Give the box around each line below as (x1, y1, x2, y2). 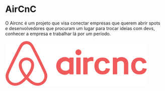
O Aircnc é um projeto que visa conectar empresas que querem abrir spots (5, 20, 160, 26)
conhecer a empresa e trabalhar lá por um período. (5, 30, 111, 36)
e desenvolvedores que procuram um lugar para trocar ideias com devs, (5, 25, 155, 31)
